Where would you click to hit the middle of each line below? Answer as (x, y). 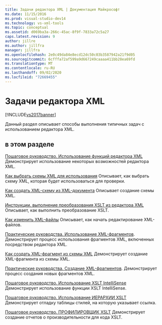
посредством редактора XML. (36, 244)
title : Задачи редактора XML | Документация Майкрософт (62, 9)
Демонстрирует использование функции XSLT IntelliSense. (66, 288)
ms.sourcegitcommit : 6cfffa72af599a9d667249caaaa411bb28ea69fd (70, 59)
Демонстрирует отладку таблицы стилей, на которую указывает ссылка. (81, 302)
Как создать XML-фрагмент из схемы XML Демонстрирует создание (76, 254)
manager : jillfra (22, 50)
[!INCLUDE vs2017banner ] (31, 114)
